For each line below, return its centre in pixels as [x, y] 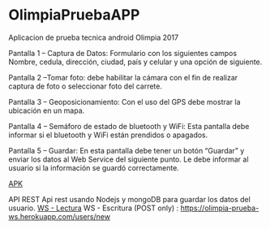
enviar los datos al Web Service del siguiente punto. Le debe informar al [129, 159]
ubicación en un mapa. [47, 110]
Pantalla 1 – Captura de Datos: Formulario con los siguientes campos [123, 53]
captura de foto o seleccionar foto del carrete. [85, 86]
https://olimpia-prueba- [220, 208]
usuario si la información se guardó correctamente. [94, 167]
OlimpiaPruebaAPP [74, 15]
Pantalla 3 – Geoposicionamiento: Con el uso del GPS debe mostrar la [124, 102]
